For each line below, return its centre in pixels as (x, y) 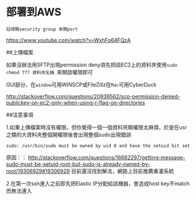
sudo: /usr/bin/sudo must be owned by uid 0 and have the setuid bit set (98, 146)
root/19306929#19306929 (38, 171)
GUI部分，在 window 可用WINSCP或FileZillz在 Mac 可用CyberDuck (81, 84)
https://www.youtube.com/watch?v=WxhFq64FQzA (68, 40)
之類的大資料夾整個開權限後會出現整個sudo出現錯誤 (69, 134)
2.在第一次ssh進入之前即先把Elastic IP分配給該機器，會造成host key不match (98, 184)
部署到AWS (34, 12)
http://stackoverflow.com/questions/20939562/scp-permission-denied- (93, 96)
